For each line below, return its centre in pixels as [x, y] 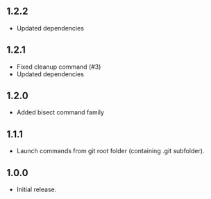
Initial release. [36, 189]
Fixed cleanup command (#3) [59, 67]
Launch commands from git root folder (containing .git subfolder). [110, 151]
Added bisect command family [60, 112]
